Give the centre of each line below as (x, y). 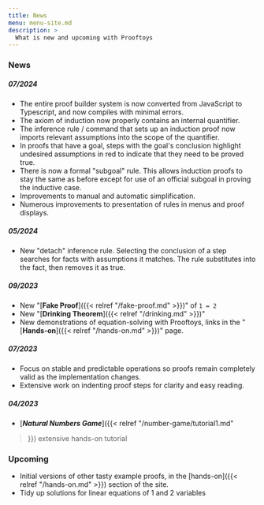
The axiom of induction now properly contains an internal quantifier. (130, 121)
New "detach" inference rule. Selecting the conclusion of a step (123, 251)
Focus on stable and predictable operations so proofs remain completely (138, 368)
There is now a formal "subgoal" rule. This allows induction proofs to (131, 171)
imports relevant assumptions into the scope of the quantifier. (119, 137)
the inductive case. (50, 188)
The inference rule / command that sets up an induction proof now (127, 129)
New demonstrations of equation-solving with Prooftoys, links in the (130, 322)
